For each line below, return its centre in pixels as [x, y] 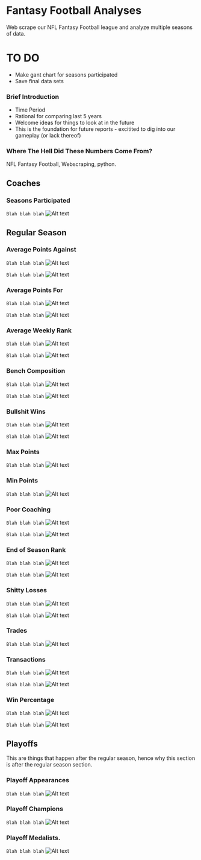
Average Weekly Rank [39, 330]
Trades [17, 631]
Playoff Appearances [38, 780]
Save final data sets [39, 81]
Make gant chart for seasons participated [66, 74]
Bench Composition [36, 371]
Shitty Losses [26, 590]
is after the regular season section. [49, 765]
